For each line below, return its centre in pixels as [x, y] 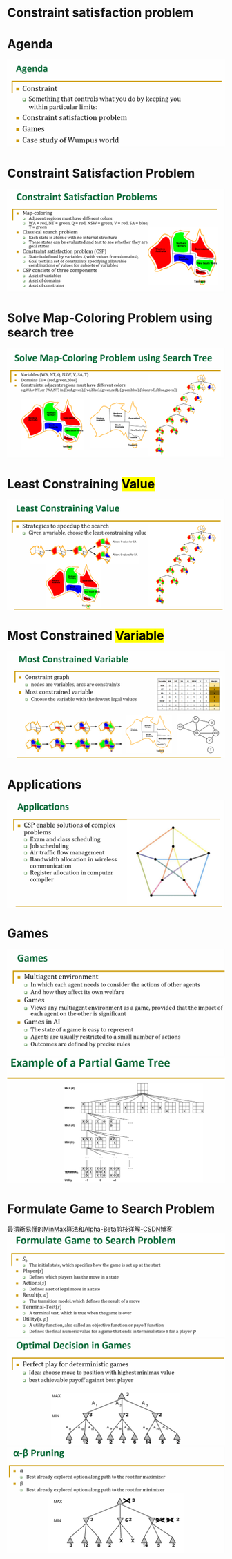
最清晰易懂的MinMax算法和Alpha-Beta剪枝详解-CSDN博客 [90, 1229]
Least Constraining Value [81, 484]
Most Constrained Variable [86, 635]
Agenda [30, 45]
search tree [41, 333]
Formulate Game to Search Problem [111, 1209]
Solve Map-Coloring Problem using [110, 318]
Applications [45, 785]
